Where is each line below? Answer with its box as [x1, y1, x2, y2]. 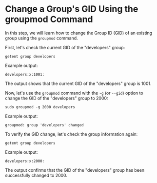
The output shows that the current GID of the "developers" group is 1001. [5, 81, 152, 86]
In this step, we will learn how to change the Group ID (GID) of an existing [5, 30, 153, 36]
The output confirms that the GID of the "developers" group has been [5, 167, 145, 173]
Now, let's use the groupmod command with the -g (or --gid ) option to [5, 90, 143, 96]
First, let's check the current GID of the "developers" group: [5, 44, 125, 50]
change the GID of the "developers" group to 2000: [5, 95, 108, 101]
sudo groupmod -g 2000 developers [5, 104, 76, 109]
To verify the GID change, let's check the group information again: [5, 131, 138, 137]
